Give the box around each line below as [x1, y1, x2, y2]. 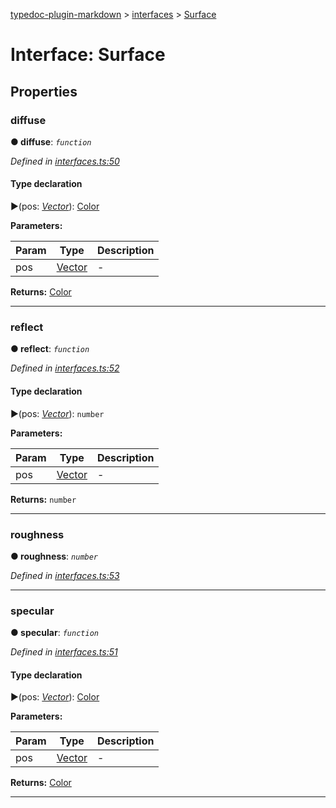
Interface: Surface [10, 44, 166, 66]
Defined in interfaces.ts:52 [10, 362, 120, 374]
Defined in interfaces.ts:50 [10, 155, 120, 167]
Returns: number [10, 493, 77, 505]
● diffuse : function [10, 135, 92, 148]
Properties [10, 83, 78, 100]
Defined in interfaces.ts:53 [10, 569, 120, 581]
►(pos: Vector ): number [10, 407, 105, 419]
